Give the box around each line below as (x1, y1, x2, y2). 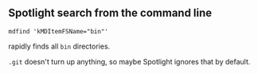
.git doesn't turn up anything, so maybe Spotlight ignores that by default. (8, 56, 251, 66)
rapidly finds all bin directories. (8, 41, 111, 51)
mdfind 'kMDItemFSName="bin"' (8, 27, 109, 35)
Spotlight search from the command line (8, 6, 213, 20)
